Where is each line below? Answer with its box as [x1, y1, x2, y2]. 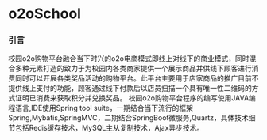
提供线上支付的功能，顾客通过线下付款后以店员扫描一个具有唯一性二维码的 [8, 84, 252, 93]
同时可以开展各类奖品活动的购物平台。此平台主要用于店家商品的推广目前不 [14, 74, 259, 83]
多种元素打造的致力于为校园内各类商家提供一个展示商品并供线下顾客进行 [14, 64, 252, 74]
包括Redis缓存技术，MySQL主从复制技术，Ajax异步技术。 [14, 123, 204, 133]
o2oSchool [8, 5, 82, 23]
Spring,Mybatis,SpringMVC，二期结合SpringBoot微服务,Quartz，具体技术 [8, 113, 249, 123]
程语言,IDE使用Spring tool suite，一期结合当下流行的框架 [8, 104, 193, 113]
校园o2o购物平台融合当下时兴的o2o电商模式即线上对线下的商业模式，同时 [8, 54, 250, 63]
